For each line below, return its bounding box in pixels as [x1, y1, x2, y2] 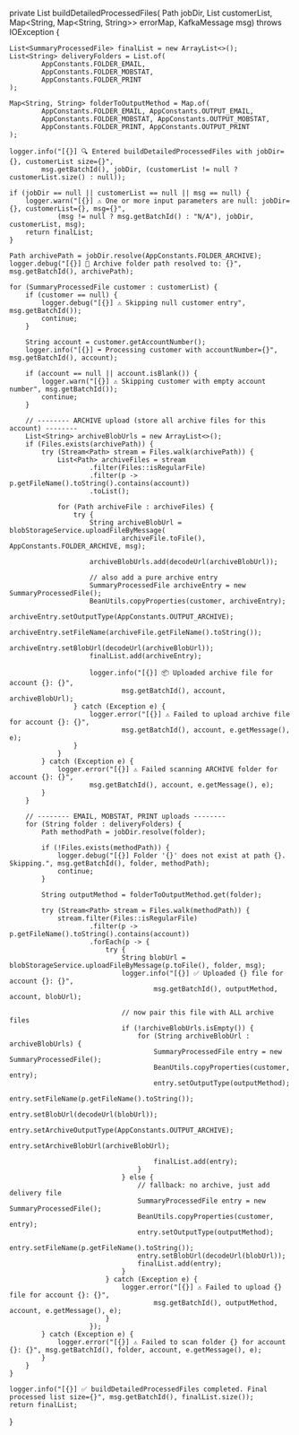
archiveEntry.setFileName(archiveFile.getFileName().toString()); [9, 628, 262, 637]
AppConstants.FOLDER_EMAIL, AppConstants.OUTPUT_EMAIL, [41, 107, 254, 116]
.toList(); [89, 487, 130, 496]
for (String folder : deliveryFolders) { [25, 820, 182, 829]
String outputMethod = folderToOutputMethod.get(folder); [41, 891, 262, 900]
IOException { [9, 27, 60, 37]
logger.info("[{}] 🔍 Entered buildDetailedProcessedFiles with [9, 147, 252, 156]
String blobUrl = [121, 953, 186, 962]
